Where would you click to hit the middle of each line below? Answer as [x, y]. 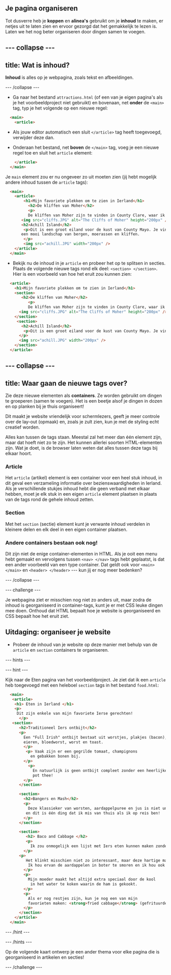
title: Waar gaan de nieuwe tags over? [66, 383]
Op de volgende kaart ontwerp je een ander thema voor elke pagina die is [82, 951]
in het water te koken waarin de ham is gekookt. [84, 884]
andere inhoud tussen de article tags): [47, 182]
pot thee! [43, 775]
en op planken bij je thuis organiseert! [45, 407]
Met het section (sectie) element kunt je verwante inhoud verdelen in [78, 524]
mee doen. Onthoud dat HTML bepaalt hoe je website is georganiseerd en [83, 610]
